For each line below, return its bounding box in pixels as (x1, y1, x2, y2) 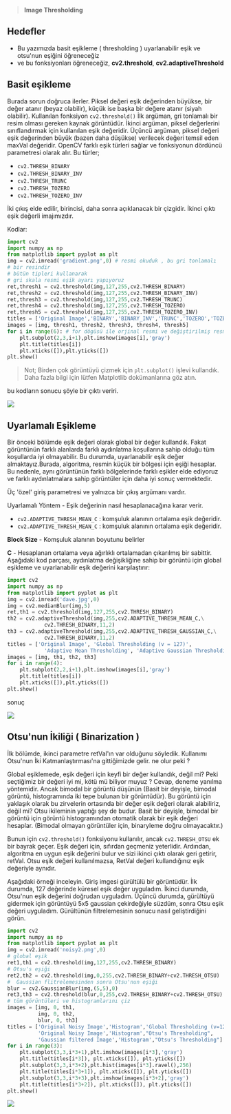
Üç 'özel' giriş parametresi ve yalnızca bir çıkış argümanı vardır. (7, 488, 186, 496)
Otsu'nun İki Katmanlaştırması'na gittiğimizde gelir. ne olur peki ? (7, 756, 190, 764)
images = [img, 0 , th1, (7, 1004, 76, 1011)
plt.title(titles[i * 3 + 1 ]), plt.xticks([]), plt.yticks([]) (19, 1068, 192, 1075)
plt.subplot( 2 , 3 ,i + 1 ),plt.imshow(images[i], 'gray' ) (19, 334, 170, 341)
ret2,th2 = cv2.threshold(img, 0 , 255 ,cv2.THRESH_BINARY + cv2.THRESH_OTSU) (7, 972, 220, 979)
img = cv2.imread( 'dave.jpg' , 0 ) (7, 596, 100, 602)
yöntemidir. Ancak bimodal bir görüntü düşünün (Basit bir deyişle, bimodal (7, 784, 217, 793)
